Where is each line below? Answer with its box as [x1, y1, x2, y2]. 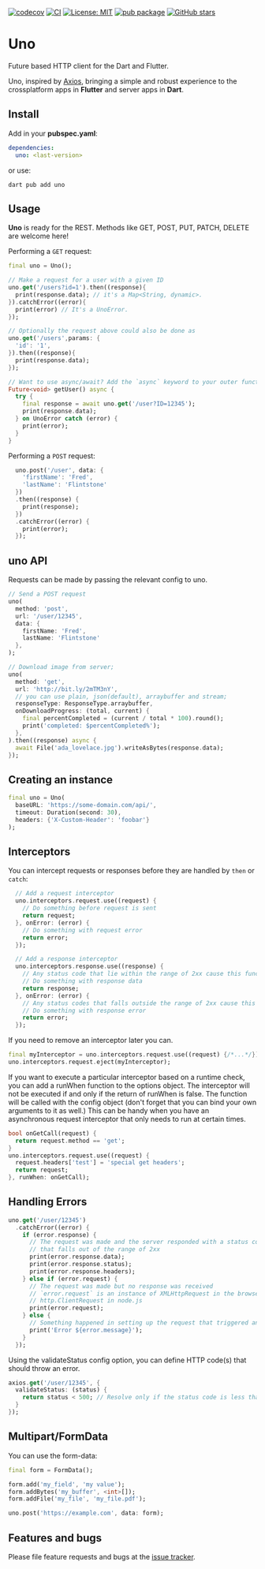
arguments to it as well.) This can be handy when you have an [8, 1105, 210, 1115]
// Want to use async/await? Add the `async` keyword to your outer [8, 378, 238, 386]
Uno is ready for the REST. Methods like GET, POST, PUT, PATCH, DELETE [8, 223, 250, 233]
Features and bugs [8, 1531, 103, 1545]
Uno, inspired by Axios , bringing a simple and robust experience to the [8, 76, 237, 86]
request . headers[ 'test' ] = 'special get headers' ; [15, 1159, 185, 1167]
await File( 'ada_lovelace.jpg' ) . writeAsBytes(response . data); [15, 744, 224, 752]
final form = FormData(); [8, 1466, 93, 1474]
